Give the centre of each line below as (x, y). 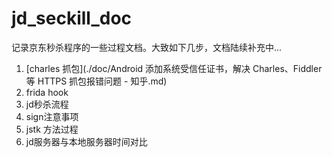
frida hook (47, 92)
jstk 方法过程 (52, 129)
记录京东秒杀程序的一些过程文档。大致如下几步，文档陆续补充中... (147, 47)
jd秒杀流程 (47, 104)
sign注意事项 (52, 116)
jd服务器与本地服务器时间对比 (86, 141)
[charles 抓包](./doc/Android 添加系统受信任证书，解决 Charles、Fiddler (174, 68)
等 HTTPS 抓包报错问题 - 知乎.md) (96, 81)
